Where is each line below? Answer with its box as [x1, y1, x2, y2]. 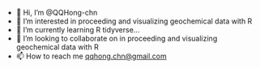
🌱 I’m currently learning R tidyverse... [15, 25, 140, 34]
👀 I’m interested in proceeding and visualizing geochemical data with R [15, 16, 253, 26]
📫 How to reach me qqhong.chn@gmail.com [15, 51, 168, 61]
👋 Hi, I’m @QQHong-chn [15, 8, 98, 17]
